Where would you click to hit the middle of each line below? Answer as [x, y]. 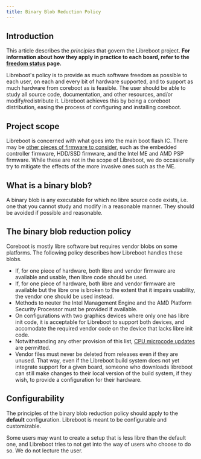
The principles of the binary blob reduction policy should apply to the [92, 413]
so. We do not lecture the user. [44, 451]
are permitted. [33, 347]
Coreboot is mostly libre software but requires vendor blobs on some [92, 246]
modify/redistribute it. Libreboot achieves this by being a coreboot [88, 101]
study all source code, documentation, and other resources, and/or [90, 95]
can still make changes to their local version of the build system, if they [103, 373]
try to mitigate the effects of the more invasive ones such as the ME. [91, 166]
